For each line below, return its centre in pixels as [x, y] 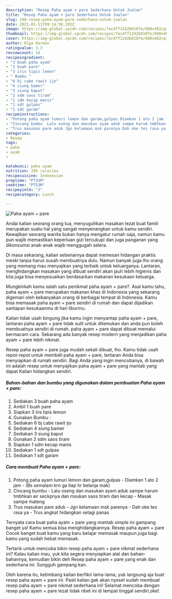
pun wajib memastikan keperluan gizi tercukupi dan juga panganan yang [82, 240]
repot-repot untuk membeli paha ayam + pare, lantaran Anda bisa [75, 355]
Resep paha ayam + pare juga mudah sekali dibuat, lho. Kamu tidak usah [82, 349]
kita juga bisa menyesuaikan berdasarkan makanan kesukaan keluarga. [80, 276]
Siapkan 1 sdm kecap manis [42, 445]
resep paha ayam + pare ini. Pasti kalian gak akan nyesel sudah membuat [83, 580]
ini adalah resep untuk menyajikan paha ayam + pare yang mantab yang [81, 366]
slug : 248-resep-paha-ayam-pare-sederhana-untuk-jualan [66, 19]
